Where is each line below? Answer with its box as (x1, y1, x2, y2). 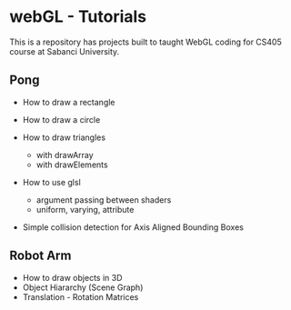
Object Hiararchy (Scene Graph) (22, 282, 144, 293)
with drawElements (35, 159, 108, 170)
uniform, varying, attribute (35, 204, 135, 215)
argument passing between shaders (35, 194, 172, 205)
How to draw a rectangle (22, 96, 115, 107)
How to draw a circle (22, 114, 101, 125)
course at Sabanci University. (9, 45, 120, 56)
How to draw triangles (22, 132, 106, 143)
